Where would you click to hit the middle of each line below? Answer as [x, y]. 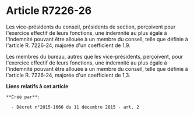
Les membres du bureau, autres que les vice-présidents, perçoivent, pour [95, 56]
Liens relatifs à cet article [37, 86]
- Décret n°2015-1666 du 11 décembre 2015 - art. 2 [75, 107]
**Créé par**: [23, 97]
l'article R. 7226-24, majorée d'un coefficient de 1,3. [68, 75]
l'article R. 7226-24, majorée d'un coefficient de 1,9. [68, 45]
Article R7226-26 [49, 11]
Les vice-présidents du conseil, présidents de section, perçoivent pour [91, 27]
